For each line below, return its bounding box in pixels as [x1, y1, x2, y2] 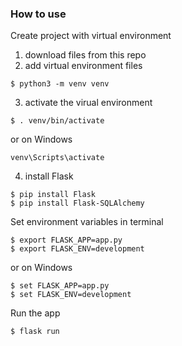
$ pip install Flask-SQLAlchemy [10, 198, 145, 209]
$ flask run [10, 327, 60, 337]
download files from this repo [24, 49, 147, 61]
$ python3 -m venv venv [10, 79, 110, 89]
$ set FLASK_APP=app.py [10, 281, 110, 291]
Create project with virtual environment [10, 30, 172, 42]
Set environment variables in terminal [10, 216, 164, 228]
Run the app [10, 307, 61, 319]
